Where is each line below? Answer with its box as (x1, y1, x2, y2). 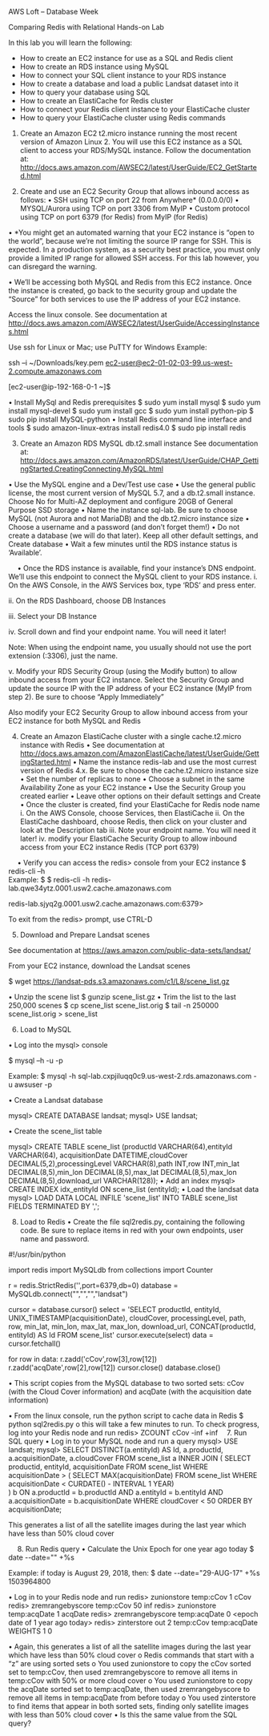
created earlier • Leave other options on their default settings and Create (19, 791, 261, 801)
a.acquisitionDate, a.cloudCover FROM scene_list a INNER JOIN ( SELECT (8, 1454, 251, 1463)
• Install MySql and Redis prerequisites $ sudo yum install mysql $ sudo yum (8, 398, 261, 407)
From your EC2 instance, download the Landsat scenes (8, 961, 191, 971)
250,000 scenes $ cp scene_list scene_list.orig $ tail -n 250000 (8, 1001, 219, 1010)
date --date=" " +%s (8, 1552, 74, 1562)
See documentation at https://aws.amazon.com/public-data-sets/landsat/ (8, 946, 251, 955)
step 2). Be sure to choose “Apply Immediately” (8, 692, 164, 701)
